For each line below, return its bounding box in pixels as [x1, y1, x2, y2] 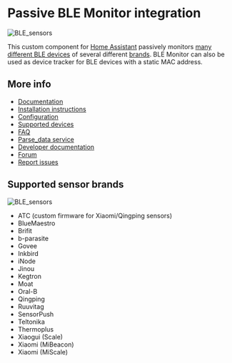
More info [7, 78, 51, 91]
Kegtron [17, 272, 41, 280]
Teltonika [17, 317, 45, 326]
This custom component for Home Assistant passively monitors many [7, 42, 212, 51]
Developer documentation [17, 143, 95, 151]
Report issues [17, 158, 59, 166]
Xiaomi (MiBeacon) [17, 340, 74, 349]
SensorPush [17, 310, 54, 318]
